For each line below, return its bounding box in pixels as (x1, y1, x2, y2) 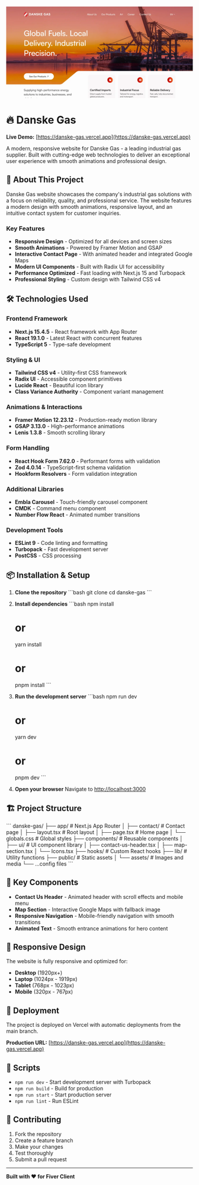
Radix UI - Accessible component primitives (14, 375, 123, 383)
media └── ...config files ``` (6, 860, 73, 867)
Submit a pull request (14, 1155, 67, 1163)
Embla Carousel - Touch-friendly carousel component (14, 499, 148, 506)
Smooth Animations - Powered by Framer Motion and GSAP (14, 244, 163, 252)
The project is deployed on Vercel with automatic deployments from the (6, 1021, 181, 1029)
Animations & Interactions (6, 403, 83, 411)
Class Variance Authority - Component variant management (14, 388, 164, 396)
